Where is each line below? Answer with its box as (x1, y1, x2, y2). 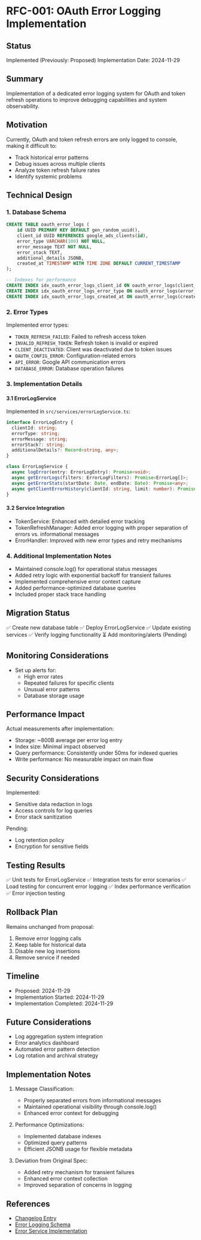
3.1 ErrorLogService (6, 394, 57, 402)
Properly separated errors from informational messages (23, 1097, 162, 1104)
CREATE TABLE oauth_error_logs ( (6, 221, 90, 228)
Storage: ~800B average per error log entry (14, 737, 123, 744)
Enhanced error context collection (23, 1175, 108, 1183)
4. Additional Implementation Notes (6, 552, 112, 560)
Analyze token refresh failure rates (14, 166, 100, 174)
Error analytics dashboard (14, 1040, 79, 1047)
